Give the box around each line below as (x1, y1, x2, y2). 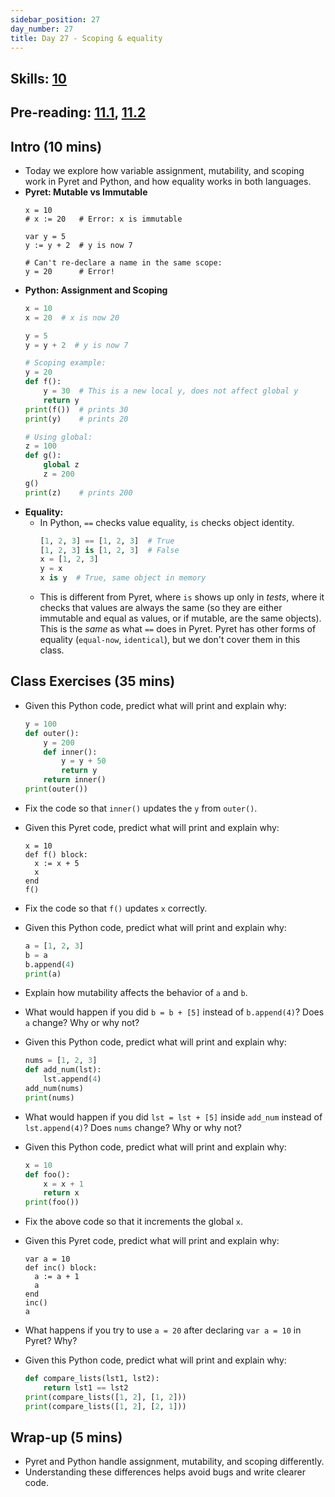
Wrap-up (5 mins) (10, 1429, 123, 1446)
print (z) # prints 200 (24, 487, 133, 498)
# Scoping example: (24, 358, 107, 368)
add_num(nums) (24, 1084, 84, 1094)
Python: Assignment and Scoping (24, 284, 168, 296)
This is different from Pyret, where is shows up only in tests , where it (39, 591, 325, 603)
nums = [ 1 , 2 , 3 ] (24, 1056, 98, 1066)
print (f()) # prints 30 (24, 404, 129, 415)
